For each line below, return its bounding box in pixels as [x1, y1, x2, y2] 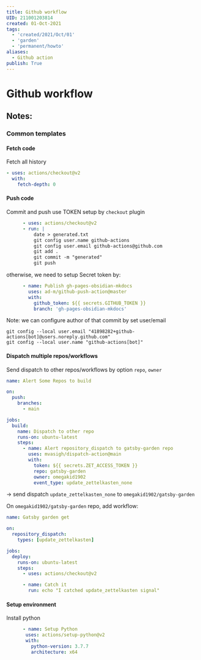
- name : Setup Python [22, 626, 78, 632]
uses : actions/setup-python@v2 [25, 632, 105, 638]
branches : [17, 400, 43, 406]
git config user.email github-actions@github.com [33, 243, 163, 249]
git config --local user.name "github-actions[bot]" [6, 339, 144, 346]
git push [33, 260, 56, 267]
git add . [33, 249, 59, 255]
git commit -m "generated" [33, 254, 103, 260]
